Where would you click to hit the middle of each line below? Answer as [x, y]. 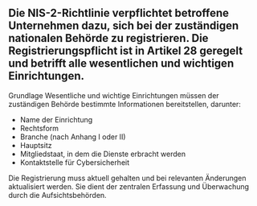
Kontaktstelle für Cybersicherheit [75, 162]
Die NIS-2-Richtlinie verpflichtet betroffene [119, 13]
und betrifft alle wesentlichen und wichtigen [121, 64]
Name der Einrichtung [56, 119]
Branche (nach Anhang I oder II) [73, 137]
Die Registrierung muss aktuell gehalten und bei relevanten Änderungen [127, 178]
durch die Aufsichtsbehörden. [57, 195]
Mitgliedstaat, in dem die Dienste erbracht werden [103, 154]
